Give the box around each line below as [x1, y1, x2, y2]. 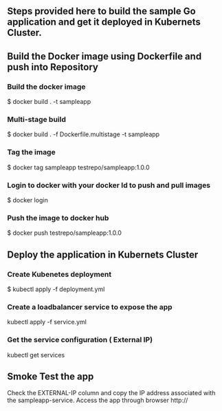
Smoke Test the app [7, 370, 94, 382]
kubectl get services [7, 350, 65, 359]
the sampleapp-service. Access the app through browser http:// [7, 396, 188, 405]
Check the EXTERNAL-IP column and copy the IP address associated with [7, 389, 216, 397]
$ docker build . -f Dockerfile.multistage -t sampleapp [7, 130, 160, 138]
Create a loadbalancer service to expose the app [7, 302, 173, 312]
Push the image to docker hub [7, 213, 109, 222]
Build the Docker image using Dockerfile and [7, 50, 202, 62]
